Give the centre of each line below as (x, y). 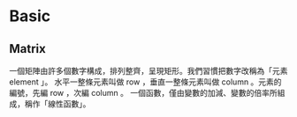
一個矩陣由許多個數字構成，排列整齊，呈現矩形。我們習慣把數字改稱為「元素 (148, 71)
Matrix (27, 49)
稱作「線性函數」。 (57, 104)
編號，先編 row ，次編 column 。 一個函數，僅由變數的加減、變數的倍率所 (143, 93)
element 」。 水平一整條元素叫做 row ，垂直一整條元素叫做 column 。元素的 (145, 82)
